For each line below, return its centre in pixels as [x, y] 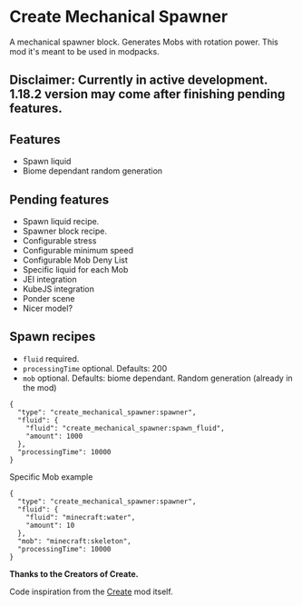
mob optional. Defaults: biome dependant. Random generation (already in [157, 378]
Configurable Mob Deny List [75, 260]
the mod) [39, 387]
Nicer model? [48, 308]
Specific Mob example [51, 477]
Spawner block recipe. [64, 231]
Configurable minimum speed [78, 250]
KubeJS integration [58, 289]
